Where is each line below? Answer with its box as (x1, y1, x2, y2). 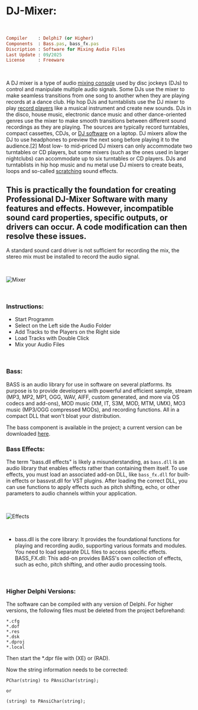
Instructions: (6, 302, 44, 311)
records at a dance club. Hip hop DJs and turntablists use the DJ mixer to (6, 98, 185, 105)
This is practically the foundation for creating (6, 185, 176, 195)
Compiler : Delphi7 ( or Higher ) (6, 35, 94, 41)
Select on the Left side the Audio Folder (14, 322, 112, 330)
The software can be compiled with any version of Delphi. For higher (6, 600, 173, 608)
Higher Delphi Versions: (6, 587, 76, 595)
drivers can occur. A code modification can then (6, 222, 187, 232)
